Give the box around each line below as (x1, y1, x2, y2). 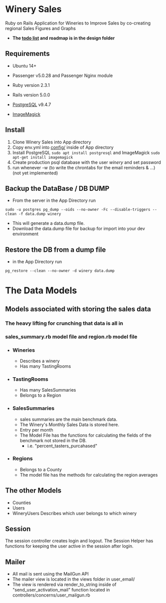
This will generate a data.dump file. (12, 220, 85, 226)
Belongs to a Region (19, 392, 61, 398)
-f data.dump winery (18, 211, 61, 217)
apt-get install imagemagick (12, 155, 73, 160)
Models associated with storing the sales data (5, 305, 151, 313)
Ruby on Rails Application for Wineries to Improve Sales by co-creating (5, 20, 151, 26)
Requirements (5, 49, 50, 58)
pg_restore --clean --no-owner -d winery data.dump (5, 268, 115, 273)
